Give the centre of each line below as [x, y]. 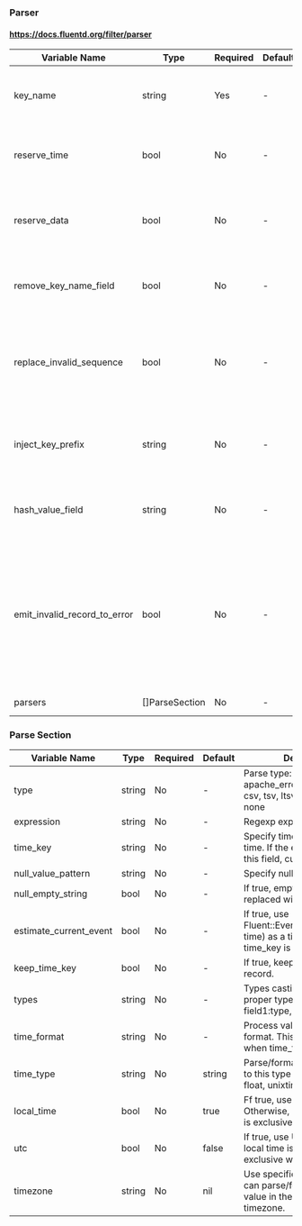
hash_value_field [49, 510]
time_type [35, 1074]
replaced [262, 900]
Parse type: [268, 774]
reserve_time [41, 155]
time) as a [265, 937]
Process [261, 1026]
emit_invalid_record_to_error [74, 614]
